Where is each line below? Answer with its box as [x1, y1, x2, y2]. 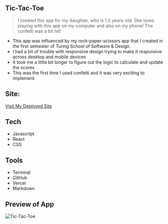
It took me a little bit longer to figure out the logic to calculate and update [12, 59, 163, 65]
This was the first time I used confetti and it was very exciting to [12, 70, 145, 76]
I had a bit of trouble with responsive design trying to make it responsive [12, 48, 162, 54]
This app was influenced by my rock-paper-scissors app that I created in [12, 38, 163, 44]
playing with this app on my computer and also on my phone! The [17, 23, 153, 29]
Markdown [12, 185, 35, 191]
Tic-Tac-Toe [5, 4, 44, 13]
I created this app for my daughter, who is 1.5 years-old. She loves [17, 17, 154, 23]
